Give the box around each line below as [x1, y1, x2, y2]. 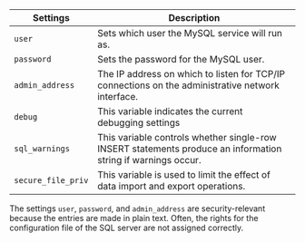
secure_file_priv [14, 176, 89, 185]
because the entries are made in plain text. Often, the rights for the [9, 213, 259, 223]
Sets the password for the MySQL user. [96, 53, 265, 65]
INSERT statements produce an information [96, 142, 282, 155]
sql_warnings [14, 144, 71, 153]
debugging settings [96, 117, 181, 129]
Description [168, 12, 221, 24]
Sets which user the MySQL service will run [96, 27, 283, 39]
